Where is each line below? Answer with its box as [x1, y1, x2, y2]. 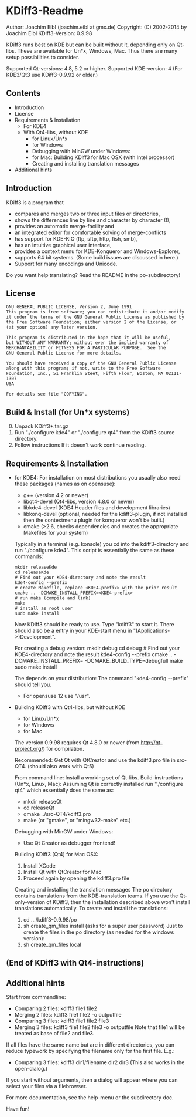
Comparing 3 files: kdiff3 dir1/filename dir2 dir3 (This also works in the [14, 1059, 185, 1066]
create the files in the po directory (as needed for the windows [23, 929, 174, 936]
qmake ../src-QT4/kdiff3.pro [23, 811, 91, 817]
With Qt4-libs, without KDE [23, 129, 88, 136]
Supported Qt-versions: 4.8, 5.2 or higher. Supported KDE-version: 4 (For [6, 65, 183, 72]
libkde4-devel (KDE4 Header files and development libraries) [23, 504, 171, 511]
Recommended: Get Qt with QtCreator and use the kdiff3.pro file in [14, 757, 176, 764]
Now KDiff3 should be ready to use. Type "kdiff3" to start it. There [14, 621, 174, 627]
